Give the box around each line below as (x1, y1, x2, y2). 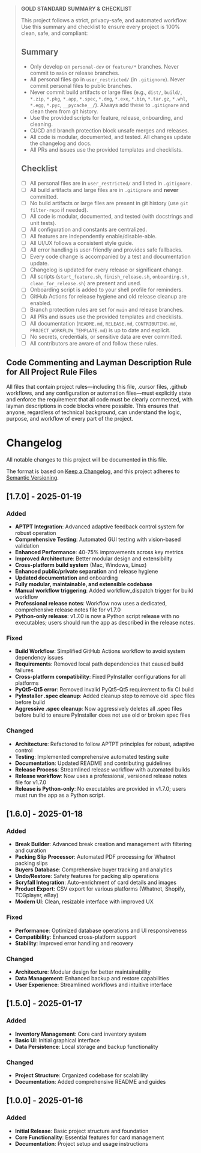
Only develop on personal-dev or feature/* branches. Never (29, 63, 179, 70)
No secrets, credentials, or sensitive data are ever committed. (29, 333, 182, 340)
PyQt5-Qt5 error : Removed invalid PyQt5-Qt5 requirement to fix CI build (14, 686, 194, 693)
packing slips (14, 860, 48, 867)
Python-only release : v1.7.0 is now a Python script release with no (14, 613, 180, 620)
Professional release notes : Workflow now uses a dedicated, (14, 600, 167, 607)
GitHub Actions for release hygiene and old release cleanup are (29, 293, 187, 300)
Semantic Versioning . (6, 474, 59, 481)
